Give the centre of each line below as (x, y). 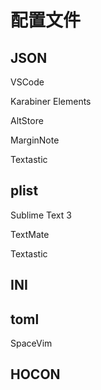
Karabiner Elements (51, 101)
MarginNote (35, 140)
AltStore (27, 120)
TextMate (30, 234)
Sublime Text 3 (41, 215)
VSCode (27, 82)
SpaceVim (31, 343)
